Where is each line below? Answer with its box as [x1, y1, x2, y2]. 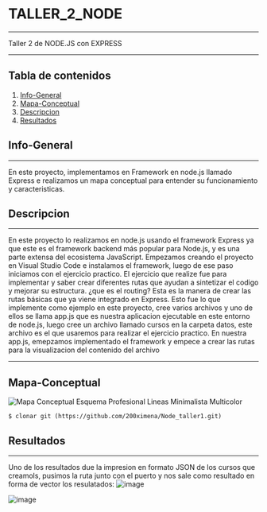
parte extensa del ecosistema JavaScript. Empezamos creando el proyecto [8, 252, 254, 262]
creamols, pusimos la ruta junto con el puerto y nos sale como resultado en [8, 471, 255, 480]
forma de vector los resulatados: [8, 479, 115, 489]
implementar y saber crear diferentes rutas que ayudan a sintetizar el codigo [8, 277, 259, 287]
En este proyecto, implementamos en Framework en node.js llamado [8, 167, 233, 176]
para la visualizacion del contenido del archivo [8, 345, 161, 355]
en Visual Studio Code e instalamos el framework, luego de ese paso [8, 261, 234, 270]
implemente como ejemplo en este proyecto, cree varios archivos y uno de [8, 303, 253, 312]
